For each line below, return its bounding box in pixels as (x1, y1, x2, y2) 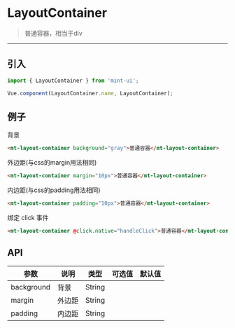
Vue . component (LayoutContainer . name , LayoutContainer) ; (7, 90, 173, 97)
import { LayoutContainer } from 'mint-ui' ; (7, 77, 139, 84)
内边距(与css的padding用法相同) (7, 186, 101, 194)
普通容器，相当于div (24, 29, 83, 37)
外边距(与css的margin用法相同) (7, 158, 97, 167)
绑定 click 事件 (7, 213, 49, 221)
